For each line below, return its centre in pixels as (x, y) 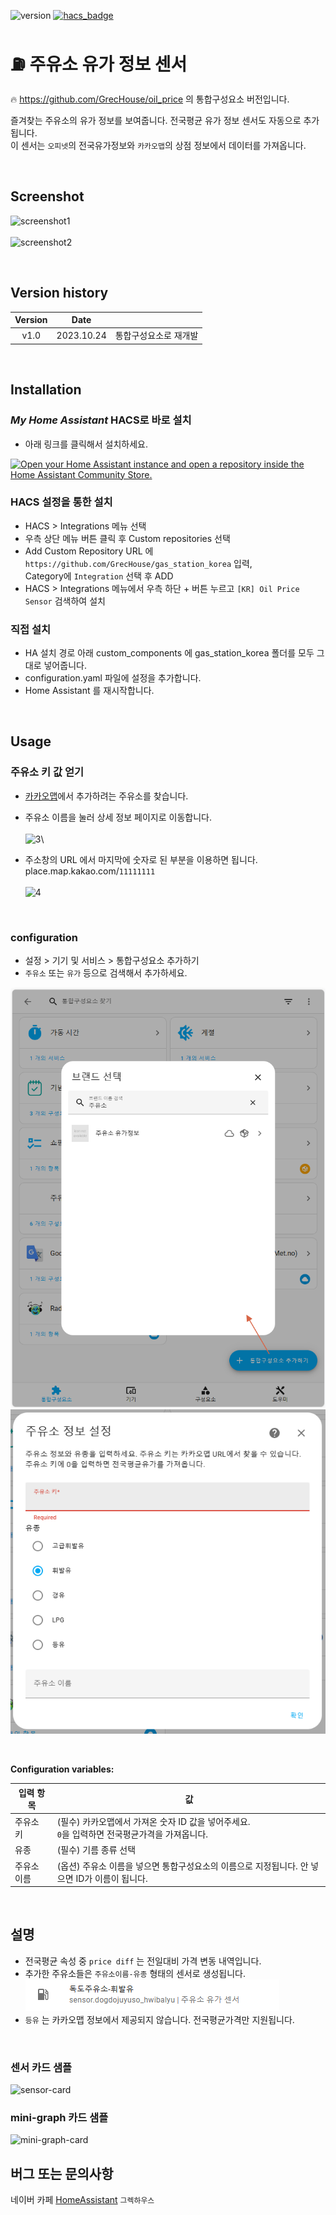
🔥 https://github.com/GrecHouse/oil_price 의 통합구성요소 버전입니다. (150, 99)
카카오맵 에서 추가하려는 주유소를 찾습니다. (106, 796)
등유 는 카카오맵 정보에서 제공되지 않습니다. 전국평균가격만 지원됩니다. (159, 2019)
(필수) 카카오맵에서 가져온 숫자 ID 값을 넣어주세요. (153, 1821)
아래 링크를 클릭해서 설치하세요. (86, 444)
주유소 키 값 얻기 (47, 772)
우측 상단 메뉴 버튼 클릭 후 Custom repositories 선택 (127, 538)
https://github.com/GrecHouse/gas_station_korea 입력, (138, 563)
